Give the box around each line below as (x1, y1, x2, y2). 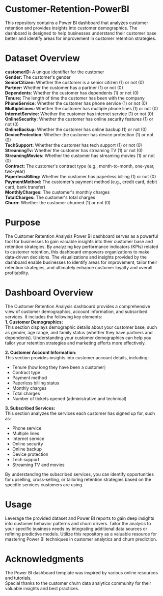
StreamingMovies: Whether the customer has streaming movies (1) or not (5, 153, 155, 158)
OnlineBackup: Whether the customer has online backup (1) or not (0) (5, 126, 147, 132)
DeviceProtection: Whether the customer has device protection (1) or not (5, 131, 154, 137)
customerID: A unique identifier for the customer (5, 69, 105, 75)
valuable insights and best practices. (5, 585, 80, 591)
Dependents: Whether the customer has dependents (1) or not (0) (5, 90, 139, 95)
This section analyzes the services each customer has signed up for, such (5, 410, 155, 416)
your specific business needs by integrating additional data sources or (5, 526, 147, 532)
